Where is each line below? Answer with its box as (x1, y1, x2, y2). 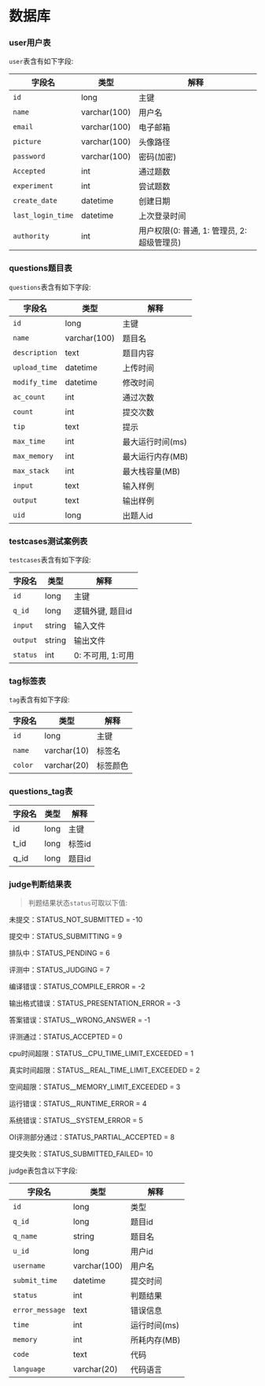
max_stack (13, 466, 50, 475)
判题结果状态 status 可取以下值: (28, 898, 128, 907)
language (13, 1364, 46, 1373)
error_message (13, 1305, 66, 1314)
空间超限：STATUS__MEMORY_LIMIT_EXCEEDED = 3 (9, 1082, 181, 1091)
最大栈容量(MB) (122, 465, 181, 476)
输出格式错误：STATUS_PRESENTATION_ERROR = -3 (9, 998, 181, 1008)
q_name (13, 1232, 38, 1240)
